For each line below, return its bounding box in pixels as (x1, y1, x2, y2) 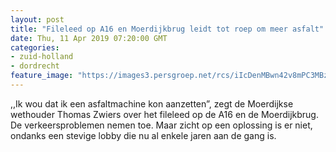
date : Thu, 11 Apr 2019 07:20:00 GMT (10, 33, 168, 43)
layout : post (10, 14, 65, 25)
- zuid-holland (10, 52, 74, 62)
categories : (10, 42, 60, 53)
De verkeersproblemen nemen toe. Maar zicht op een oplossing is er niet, (10, 119, 313, 131)
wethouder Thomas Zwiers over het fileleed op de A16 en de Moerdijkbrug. (10, 108, 319, 120)
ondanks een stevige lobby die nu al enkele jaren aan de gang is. (10, 129, 277, 141)
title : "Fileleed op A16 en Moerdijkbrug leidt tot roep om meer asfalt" (10, 24, 325, 34)
